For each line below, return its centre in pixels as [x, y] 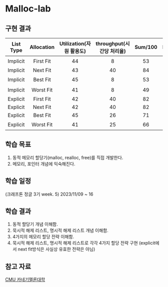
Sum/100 [146, 47]
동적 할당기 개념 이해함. [35, 224]
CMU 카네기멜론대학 [25, 279]
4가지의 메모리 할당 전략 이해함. [43, 237]
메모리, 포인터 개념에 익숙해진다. [44, 163]
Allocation [42, 47]
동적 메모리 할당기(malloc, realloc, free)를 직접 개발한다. [68, 157]
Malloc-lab [28, 9]
